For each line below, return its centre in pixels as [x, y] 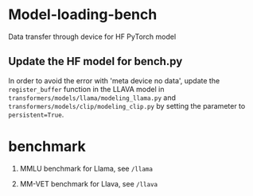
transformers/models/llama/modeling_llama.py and [92, 98]
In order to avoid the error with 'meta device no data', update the [114, 80]
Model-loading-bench [83, 15]
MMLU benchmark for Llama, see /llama [86, 168]
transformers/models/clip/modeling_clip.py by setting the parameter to [127, 106]
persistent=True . [36, 114]
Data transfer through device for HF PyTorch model [92, 37]
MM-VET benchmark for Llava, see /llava [88, 183]
